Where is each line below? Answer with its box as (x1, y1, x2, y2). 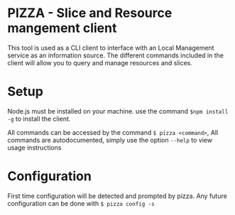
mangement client (7, 20, 117, 36)
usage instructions (7, 143, 62, 152)
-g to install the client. (7, 114, 71, 123)
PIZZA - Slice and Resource (7, 5, 173, 21)
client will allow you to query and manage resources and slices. (7, 58, 193, 67)
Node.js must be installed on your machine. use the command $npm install (7, 106, 229, 115)
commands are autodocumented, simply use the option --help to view (7, 136, 213, 144)
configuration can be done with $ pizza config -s (7, 199, 155, 207)
